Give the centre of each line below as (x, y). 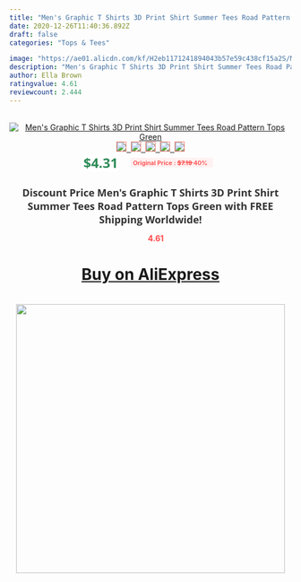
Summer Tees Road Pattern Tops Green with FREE (150, 206)
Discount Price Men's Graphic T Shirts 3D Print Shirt (150, 192)
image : (21, 59)
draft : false (34, 34)
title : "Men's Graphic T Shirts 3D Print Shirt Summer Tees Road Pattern (150, 17)
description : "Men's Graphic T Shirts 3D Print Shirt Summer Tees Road (146, 67)
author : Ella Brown (46, 76)
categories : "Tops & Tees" (60, 43)
